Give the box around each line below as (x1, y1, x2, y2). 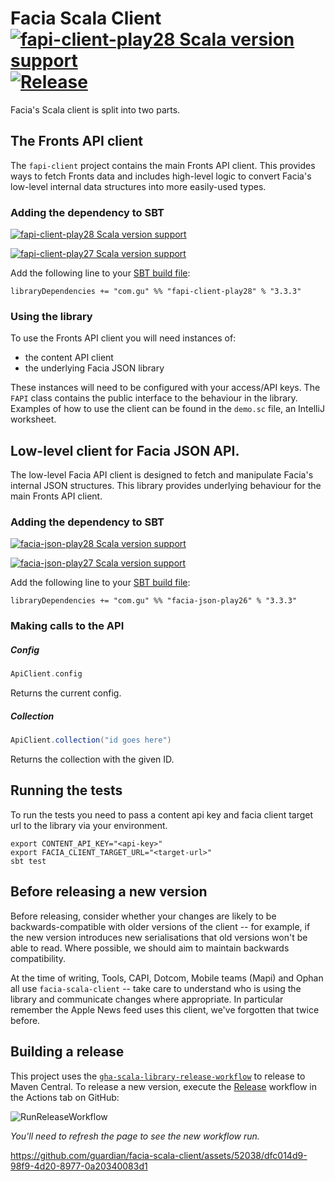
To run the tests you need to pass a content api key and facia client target (10, 808, 314, 821)
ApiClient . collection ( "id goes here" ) (10, 735, 172, 746)
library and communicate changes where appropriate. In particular (10, 993, 284, 1005)
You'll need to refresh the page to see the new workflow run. (10, 1130, 260, 1142)
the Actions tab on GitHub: (10, 1091, 120, 1103)
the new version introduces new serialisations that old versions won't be (10, 931, 308, 943)
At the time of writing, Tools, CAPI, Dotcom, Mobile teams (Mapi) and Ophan (10, 972, 324, 984)
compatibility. (10, 952, 67, 964)
